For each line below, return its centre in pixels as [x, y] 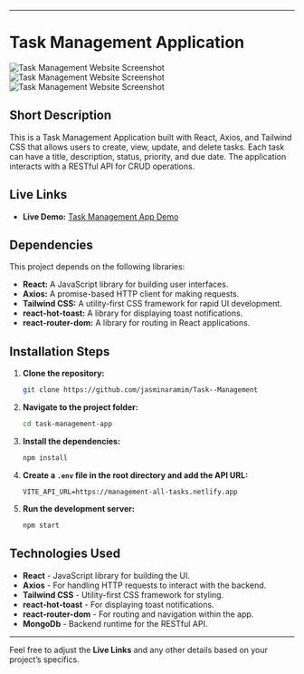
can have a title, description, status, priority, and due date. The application [148, 156]
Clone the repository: [63, 374]
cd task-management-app [67, 424]
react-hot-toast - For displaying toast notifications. [118, 604]
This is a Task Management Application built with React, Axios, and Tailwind [151, 137]
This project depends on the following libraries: [97, 267]
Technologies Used [65, 554]
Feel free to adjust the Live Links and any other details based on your [139, 650]
